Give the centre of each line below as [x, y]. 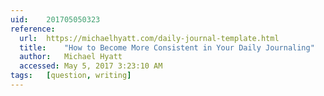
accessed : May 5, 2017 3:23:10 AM [91, 66]
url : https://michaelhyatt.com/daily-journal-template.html [149, 38]
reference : [33, 29]
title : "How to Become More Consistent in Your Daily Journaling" [167, 47]
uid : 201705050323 [55, 19]
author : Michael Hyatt [71, 57]
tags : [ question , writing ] [71, 76]
